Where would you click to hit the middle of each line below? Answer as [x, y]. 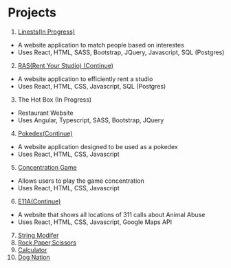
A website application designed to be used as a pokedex [98, 146]
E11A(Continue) [39, 201]
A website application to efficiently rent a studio [85, 79]
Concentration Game [47, 167]
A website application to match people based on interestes [101, 45]
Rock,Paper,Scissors [47, 243]
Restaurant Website [46, 113]
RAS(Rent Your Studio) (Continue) [66, 65]
